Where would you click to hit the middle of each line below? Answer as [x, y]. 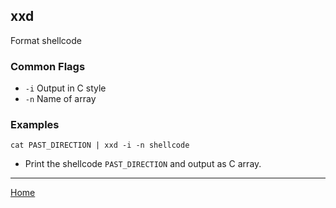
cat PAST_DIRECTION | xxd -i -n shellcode [100, 145]
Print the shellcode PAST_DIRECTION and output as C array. [143, 164]
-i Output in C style [65, 88]
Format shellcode [46, 40]
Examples [35, 125]
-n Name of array [60, 99]
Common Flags [48, 66]
